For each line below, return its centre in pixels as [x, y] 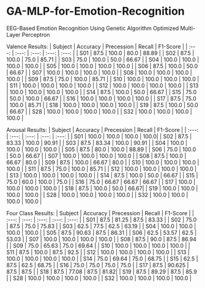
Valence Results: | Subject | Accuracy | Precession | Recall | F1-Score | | [97, 46]
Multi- [188, 28]
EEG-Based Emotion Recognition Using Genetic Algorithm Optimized [93, 28]
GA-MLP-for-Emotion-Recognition [95, 11]
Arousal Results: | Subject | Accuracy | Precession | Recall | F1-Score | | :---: [102, 130]
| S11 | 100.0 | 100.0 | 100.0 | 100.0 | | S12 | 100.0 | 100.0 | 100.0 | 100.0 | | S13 [102, 85]
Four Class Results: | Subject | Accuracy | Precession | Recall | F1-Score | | [100, 213]
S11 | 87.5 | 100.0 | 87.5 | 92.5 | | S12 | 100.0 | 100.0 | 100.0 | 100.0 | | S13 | [98, 252]
